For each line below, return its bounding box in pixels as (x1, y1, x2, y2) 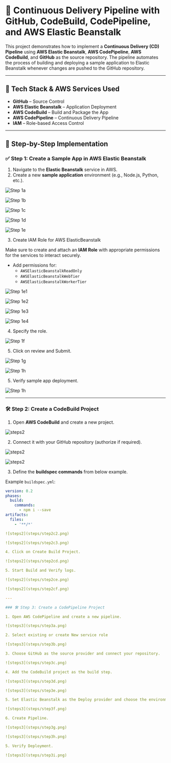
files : (10, 517, 24, 522)
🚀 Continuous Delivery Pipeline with (5, 5, 160, 16)
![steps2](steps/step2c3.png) (5, 540, 70, 546)
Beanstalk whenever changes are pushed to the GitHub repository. (5, 65, 145, 71)
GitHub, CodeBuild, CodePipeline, (5, 15, 151, 27)
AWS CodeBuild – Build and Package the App (12, 109, 108, 115)
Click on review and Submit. (12, 348, 72, 354)
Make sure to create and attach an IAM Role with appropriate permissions (5, 247, 160, 253)
